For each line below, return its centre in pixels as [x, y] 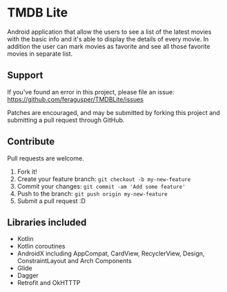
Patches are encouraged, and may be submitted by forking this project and [114, 112]
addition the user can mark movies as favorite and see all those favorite [109, 46]
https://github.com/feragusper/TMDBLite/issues [75, 99]
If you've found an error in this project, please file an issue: [91, 92]
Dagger [28, 275]
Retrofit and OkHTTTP [49, 283]
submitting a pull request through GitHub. [66, 120]
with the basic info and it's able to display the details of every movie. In [108, 39]
